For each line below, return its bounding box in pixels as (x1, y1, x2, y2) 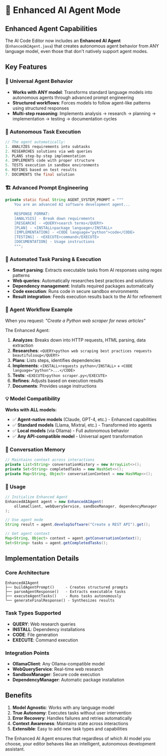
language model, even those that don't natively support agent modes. (5, 48, 149, 54)
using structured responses (12, 105, 69, 111)
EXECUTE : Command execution (12, 637, 78, 643)
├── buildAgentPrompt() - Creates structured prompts (5, 585, 128, 590)
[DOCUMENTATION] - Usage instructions (14, 239, 95, 244)
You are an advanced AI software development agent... (14, 202, 131, 207)
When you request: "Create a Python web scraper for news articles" (5, 317, 146, 323)
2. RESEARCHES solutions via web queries (5, 148, 93, 154)
